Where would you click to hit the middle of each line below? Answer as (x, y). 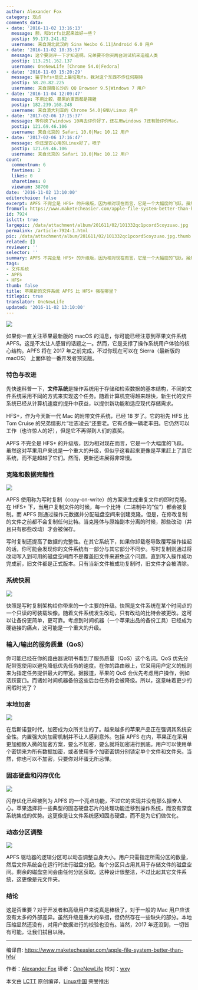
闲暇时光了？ (22, 688)
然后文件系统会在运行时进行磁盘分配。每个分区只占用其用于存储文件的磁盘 (96, 864)
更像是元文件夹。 (42, 879)
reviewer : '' (22, 247)
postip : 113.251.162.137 (42, 61)
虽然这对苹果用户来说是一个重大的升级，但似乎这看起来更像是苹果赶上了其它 (99, 451)
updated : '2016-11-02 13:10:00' (46, 308)
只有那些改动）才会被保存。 (44, 529)
